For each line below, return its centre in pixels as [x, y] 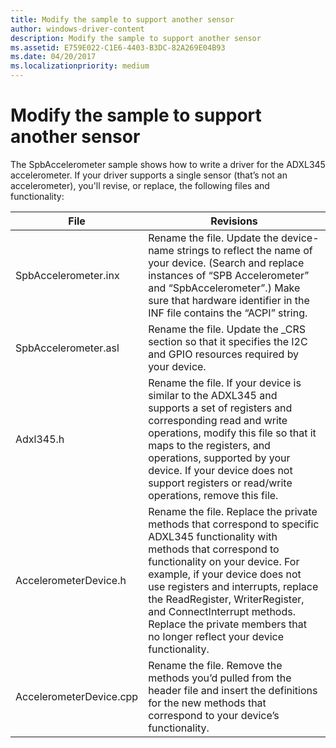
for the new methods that [207, 703]
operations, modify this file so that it [232, 433]
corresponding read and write [218, 420]
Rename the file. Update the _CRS [227, 329]
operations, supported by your [219, 458]
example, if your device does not [225, 574]
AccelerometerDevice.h [71, 580]
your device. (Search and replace [226, 263]
